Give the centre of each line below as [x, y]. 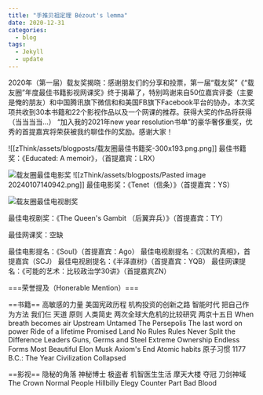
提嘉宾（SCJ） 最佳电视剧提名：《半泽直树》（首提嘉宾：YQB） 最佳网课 [124, 261]
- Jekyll [29, 52]
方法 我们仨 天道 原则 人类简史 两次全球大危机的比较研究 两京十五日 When [134, 314]
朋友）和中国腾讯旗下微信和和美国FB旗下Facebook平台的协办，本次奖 [142, 102]
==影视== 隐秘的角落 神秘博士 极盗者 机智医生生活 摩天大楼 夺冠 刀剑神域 [127, 374]
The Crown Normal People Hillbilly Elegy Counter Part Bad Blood [113, 382]
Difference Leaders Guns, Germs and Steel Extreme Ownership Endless [124, 339]
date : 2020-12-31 [37, 23]
